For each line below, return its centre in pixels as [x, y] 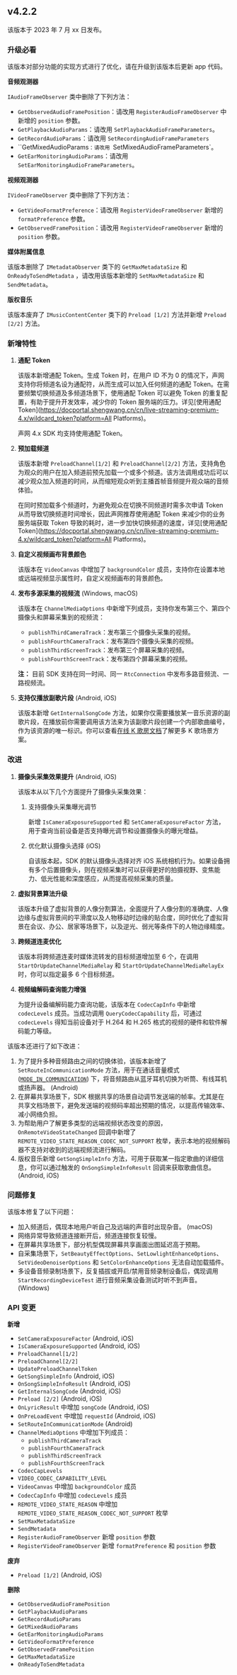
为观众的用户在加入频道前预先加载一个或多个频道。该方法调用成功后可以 [123, 472]
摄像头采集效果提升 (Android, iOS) [67, 776]
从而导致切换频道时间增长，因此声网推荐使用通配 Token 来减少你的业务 [121, 514]
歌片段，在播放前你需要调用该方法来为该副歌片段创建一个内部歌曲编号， [123, 722]
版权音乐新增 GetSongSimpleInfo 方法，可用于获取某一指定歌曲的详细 [117, 1158]
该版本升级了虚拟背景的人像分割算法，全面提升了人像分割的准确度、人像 [123, 908]
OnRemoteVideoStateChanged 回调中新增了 [77, 1132]
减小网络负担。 [39, 1114]
